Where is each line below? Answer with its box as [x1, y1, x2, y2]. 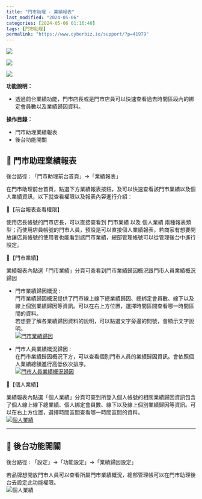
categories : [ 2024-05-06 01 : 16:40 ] [6, 20, 96, 26]
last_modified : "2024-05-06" [6, 14, 79, 21]
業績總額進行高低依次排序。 [20, 360, 89, 367]
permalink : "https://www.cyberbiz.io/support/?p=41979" [6, 31, 149, 37]
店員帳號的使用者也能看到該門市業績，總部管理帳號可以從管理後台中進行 [16, 234, 196, 241]
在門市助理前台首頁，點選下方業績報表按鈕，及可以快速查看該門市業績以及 [6, 185, 191, 192]
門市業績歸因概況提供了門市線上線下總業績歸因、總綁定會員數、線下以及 [14, 294, 194, 302]
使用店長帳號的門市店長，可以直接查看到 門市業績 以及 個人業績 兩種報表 [6, 218, 186, 226]
